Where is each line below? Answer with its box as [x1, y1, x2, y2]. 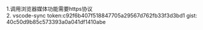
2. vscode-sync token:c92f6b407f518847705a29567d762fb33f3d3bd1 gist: [6, 12, 197, 19]
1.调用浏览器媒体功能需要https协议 [6, 5, 93, 12]
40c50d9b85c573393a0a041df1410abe [6, 19, 106, 25]
